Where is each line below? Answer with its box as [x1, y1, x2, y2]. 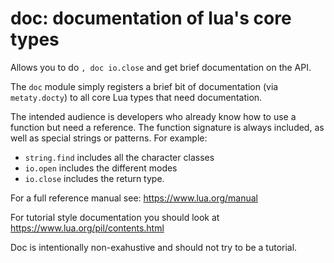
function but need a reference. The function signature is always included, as [10, 121, 325, 133]
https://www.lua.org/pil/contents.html [10, 222, 165, 234]
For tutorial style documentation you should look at [10, 211, 220, 223]
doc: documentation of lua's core [10, 7, 292, 30]
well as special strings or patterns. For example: [10, 132, 208, 144]
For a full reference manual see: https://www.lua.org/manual [10, 192, 258, 204]
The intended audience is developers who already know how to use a [10, 110, 297, 122]
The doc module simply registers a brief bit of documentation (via [10, 80, 279, 92]
